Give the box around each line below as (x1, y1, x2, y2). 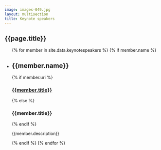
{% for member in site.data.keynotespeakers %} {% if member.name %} (11, 47, 157, 53)
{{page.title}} (4, 34, 47, 43)
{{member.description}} (11, 130, 59, 136)
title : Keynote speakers (4, 16, 55, 21)
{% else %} (11, 98, 35, 104)
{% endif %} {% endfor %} (11, 140, 66, 146)
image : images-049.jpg (4, 7, 51, 12)
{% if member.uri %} (11, 74, 53, 80)
